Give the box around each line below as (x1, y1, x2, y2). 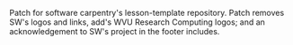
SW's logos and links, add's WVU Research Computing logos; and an (9, 17, 265, 27)
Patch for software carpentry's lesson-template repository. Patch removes (9, 8, 285, 18)
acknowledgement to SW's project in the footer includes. (9, 26, 220, 36)
